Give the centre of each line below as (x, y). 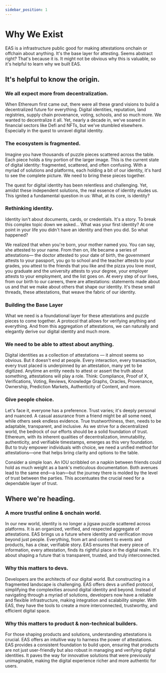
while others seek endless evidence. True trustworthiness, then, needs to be (83, 421)
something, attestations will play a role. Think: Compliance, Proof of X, (77, 376)
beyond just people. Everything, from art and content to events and (74, 540)
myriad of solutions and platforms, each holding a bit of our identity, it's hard (83, 170)
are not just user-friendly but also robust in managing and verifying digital (80, 650)
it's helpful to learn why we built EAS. (43, 64)
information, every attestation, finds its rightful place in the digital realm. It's (82, 550)
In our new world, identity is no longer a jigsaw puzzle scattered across (78, 524)
